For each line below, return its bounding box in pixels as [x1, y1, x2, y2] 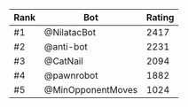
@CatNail [43, 55, 84, 67]
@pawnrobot [43, 70, 98, 81]
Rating [145, 11, 175, 23]
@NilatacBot [43, 27, 96, 38]
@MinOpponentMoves [43, 84, 138, 96]
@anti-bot [43, 41, 88, 52]
